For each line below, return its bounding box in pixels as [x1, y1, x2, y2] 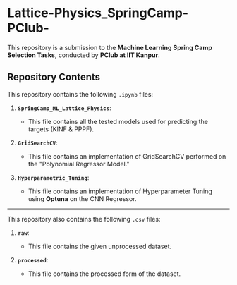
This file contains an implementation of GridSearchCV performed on [28, 152, 226, 160]
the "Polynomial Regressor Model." [28, 159, 130, 168]
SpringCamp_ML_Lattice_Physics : [17, 104, 111, 112]
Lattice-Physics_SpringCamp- [7, 5, 189, 21]
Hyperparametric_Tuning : [17, 173, 90, 181]
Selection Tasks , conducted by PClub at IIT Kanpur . [7, 51, 160, 59]
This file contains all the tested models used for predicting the [28, 117, 208, 126]
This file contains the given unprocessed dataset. [28, 242, 172, 250]
